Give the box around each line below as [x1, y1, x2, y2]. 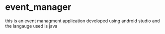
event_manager [5, 1, 72, 13]
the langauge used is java [5, 23, 58, 29]
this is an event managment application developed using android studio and [5, 18, 160, 24]
